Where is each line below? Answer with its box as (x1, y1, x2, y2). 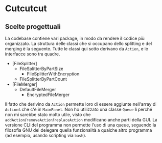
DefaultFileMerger (19, 87, 56, 92)
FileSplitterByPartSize (19, 66, 64, 71)
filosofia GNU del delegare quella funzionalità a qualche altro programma (5, 127, 152, 133)
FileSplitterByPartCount (19, 76, 67, 82)
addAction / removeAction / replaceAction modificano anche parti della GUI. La (5, 117, 158, 122)
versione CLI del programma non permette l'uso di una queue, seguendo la (5, 122, 157, 128)
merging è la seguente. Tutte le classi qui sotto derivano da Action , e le (5, 46, 148, 51)
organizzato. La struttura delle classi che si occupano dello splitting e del (5, 41, 152, 47)
